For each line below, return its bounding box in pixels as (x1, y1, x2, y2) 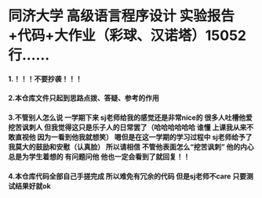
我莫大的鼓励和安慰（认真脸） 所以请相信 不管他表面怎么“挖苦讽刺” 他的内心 (8, 142, 254, 151)
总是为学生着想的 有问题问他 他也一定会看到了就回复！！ (8, 152, 191, 161)
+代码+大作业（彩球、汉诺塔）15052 (8, 27, 247, 45)
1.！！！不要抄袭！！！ (8, 74, 82, 83)
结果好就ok (14, 181, 51, 190)
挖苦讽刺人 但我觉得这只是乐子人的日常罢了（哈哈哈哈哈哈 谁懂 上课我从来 (8, 122, 247, 131)
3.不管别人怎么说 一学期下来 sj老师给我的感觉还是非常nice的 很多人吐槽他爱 (8, 113, 253, 122)
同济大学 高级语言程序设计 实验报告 (8, 7, 235, 25)
